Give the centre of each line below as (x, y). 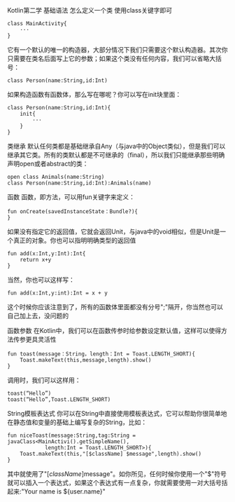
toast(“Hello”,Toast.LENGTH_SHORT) (59, 400)
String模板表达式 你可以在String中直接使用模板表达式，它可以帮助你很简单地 (117, 413)
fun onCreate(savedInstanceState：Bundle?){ (73, 212)
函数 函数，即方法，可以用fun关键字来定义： (71, 197)
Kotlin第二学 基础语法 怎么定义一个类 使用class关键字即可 (90, 10)
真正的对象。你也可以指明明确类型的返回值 (74, 240)
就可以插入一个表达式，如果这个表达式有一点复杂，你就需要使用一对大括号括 (117, 483)
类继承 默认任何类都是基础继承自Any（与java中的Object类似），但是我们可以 (116, 146)
